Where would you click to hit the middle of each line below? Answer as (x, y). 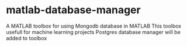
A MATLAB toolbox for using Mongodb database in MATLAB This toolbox (94, 26)
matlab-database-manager (74, 10)
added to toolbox (27, 38)
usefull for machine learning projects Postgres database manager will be (93, 32)
